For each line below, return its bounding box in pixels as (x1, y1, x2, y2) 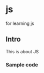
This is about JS (5, 48, 39, 54)
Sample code (5, 61, 38, 68)
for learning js (5, 20, 34, 26)
